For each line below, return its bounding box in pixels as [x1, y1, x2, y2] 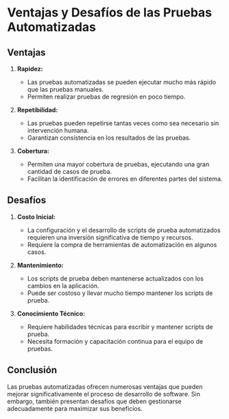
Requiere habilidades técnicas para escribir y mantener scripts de [27, 322, 213, 331]
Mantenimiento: [16, 261, 64, 269]
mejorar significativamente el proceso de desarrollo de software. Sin [7, 390, 201, 398]
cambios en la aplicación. [27, 281, 99, 290]
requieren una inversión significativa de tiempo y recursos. [27, 233, 193, 241]
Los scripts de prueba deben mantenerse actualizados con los [27, 274, 204, 282]
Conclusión [7, 364, 58, 376]
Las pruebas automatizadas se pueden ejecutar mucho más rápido [27, 78, 217, 86]
